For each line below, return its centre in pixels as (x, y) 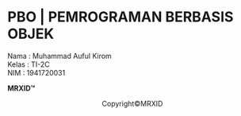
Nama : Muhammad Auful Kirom (59, 56)
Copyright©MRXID (132, 103)
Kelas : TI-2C (29, 64)
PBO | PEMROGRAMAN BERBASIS (120, 17)
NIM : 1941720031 (36, 72)
